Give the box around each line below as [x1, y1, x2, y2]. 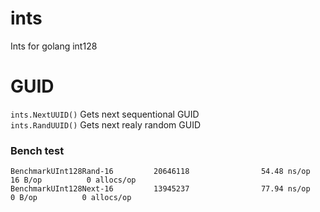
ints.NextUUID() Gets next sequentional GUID [10, 108, 200, 120]
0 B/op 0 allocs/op [10, 193, 132, 203]
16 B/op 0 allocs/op [10, 175, 137, 186]
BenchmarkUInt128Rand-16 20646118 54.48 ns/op [10, 167, 311, 177]
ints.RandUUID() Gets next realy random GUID [10, 118, 202, 131]
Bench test [10, 143, 65, 157]
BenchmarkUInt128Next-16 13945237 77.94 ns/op [10, 184, 311, 194]
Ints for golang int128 [10, 40, 98, 52]
